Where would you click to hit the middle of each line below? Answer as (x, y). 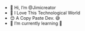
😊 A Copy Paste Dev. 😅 (35, 18)
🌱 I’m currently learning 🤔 (36, 23)
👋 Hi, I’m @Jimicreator (33, 8)
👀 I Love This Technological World (45, 13)
